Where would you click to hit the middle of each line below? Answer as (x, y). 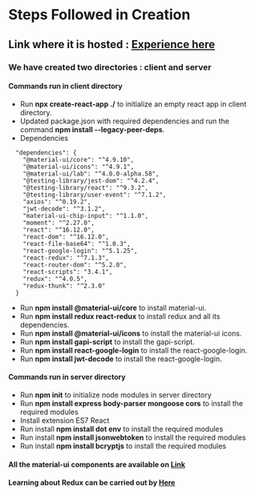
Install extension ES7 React (65, 420)
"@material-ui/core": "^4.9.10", (79, 159)
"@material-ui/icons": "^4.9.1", (79, 167)
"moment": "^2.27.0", (59, 223)
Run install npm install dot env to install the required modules (121, 429)
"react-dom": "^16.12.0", (66, 237)
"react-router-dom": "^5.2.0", (75, 265)
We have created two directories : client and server (110, 67)
